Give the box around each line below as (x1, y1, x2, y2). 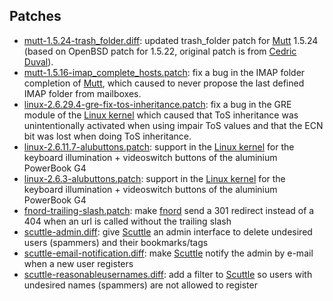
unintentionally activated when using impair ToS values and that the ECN (23, 119, 324, 131)
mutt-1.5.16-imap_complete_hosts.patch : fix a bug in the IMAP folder (23, 66, 306, 78)
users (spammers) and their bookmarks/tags (23, 236, 209, 248)
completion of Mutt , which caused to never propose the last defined (23, 77, 305, 89)
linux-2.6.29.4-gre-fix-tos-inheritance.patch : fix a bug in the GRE (23, 98, 292, 110)
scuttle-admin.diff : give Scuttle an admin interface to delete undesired (23, 225, 313, 238)
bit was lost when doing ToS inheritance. (23, 130, 192, 142)
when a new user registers (23, 257, 134, 269)
